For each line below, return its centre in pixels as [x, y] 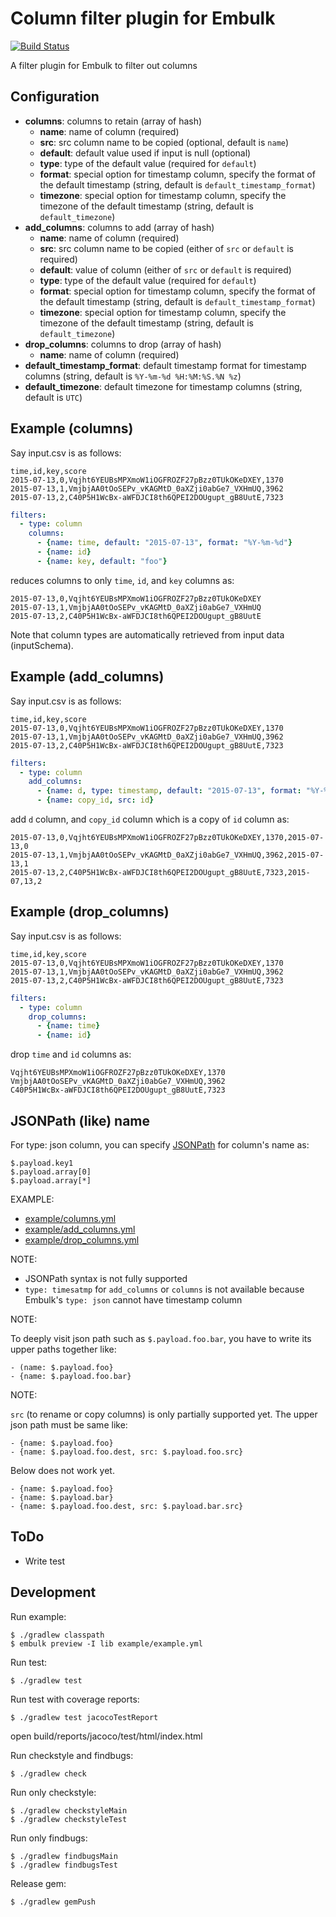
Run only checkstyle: [53, 1792]
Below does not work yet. [62, 1470]
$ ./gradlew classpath [57, 1635]
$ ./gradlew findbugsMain [64, 1856]
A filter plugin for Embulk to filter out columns [104, 65]
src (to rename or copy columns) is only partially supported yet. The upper [164, 1414]
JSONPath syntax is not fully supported [106, 1278]
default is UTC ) [53, 397]
